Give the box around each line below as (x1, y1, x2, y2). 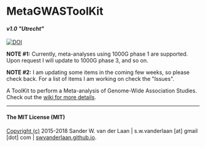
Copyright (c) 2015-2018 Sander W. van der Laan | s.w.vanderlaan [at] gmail (6, 127, 198, 134)
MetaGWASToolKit (6, 4, 104, 18)
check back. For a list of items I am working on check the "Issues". (6, 75, 175, 83)
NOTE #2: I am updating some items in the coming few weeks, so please (6, 69, 190, 76)
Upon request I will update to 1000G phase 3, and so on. (6, 57, 148, 64)
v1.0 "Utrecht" (6, 24, 44, 32)
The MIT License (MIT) (6, 113, 66, 121)
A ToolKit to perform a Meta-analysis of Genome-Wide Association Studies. (6, 87, 197, 94)
